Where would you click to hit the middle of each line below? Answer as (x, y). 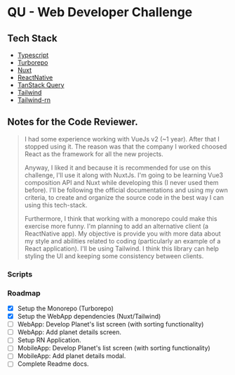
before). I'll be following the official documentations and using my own (126, 190)
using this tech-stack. (56, 205)
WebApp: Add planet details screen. (69, 332)
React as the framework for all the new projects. (94, 154)
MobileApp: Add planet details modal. (72, 356)
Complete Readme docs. (53, 364)
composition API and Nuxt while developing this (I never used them (121, 182)
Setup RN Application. (49, 340)
